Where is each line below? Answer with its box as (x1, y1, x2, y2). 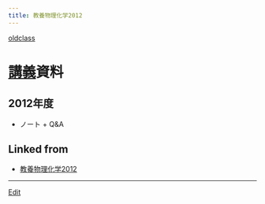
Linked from (8, 143, 69, 156)
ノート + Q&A (19, 119, 65, 128)
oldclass (8, 33, 35, 43)
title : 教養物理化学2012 (8, 11, 83, 20)
